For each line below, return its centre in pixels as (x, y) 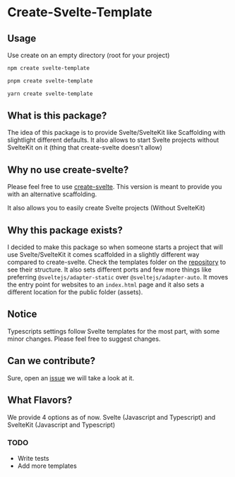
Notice (22, 314)
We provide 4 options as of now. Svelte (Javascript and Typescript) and (112, 417)
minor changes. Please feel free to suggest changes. (84, 339)
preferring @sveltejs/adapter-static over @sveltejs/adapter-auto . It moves (118, 277)
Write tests (33, 458)
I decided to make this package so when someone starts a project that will (115, 247)
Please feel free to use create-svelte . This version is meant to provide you (115, 187)
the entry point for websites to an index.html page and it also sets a (106, 285)
